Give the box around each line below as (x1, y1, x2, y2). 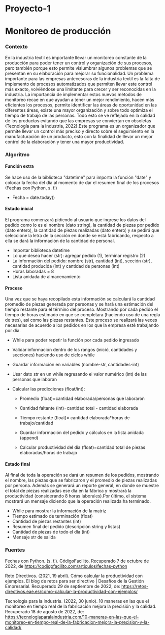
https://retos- (121, 583, 149, 589)
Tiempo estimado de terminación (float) (12, 513, 93, 519)
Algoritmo (5, 151, 30, 158)
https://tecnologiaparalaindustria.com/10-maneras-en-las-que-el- (5, 614, 139, 620)
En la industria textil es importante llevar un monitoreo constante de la (5, 54, 147, 60)
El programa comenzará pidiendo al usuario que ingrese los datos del (5, 217, 146, 223)
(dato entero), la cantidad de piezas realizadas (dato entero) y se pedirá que (5, 227, 160, 233)
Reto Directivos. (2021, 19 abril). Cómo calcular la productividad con (5, 573, 143, 579)
